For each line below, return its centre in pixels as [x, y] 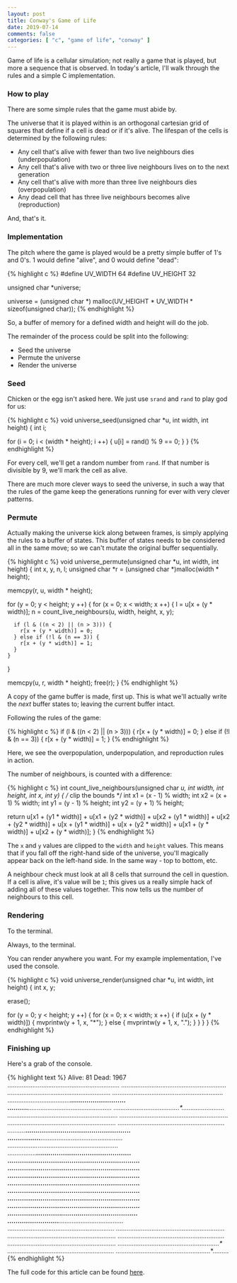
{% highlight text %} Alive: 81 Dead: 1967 [67, 1077]
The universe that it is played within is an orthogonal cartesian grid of [108, 123]
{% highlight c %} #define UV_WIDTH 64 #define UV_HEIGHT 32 [102, 273]
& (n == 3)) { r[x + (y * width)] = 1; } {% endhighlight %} [88, 739]
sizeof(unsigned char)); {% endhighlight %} [71, 309]
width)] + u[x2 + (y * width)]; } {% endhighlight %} [81, 832]
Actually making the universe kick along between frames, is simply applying [118, 533]
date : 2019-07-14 [33, 27]
